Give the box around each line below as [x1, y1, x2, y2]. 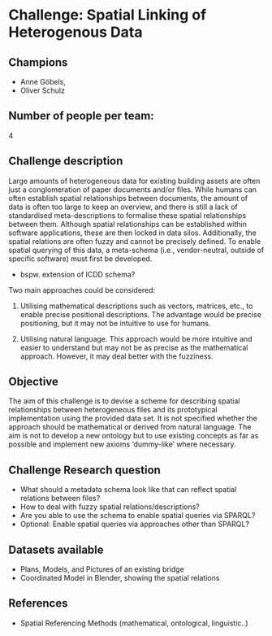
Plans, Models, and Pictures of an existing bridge [19, 564, 184, 574]
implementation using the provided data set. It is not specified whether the [8, 413, 257, 424]
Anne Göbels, [19, 77, 67, 86]
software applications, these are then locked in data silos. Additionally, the [8, 228, 257, 237]
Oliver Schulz [19, 85, 65, 95]
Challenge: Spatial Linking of [8, 6, 207, 24]
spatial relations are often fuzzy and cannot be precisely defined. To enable [8, 236, 261, 246]
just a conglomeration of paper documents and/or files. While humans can [8, 185, 257, 194]
